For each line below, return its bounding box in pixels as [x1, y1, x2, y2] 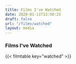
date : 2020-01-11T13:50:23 [5, 12, 61, 17]
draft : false [5, 16, 32, 21]
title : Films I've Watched [5, 7, 61, 12]
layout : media [5, 26, 35, 31]
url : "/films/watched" [5, 21, 52, 26]
